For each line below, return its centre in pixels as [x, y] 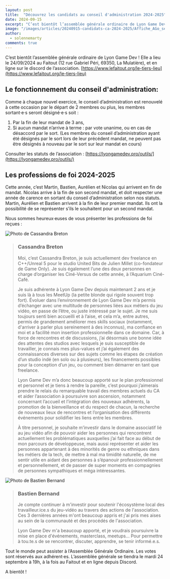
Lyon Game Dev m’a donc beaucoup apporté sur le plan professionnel [90, 380]
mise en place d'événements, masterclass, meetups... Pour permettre [90, 536]
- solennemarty [26, 39]
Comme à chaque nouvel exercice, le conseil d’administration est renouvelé [84, 101]
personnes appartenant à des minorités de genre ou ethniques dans [89, 449]
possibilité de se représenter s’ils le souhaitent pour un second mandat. [80, 209]
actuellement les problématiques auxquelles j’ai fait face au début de [89, 438]
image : [12, 29]
